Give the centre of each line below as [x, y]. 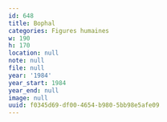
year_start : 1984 [37, 83]
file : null [26, 68]
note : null [26, 61]
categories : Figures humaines [59, 31]
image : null [28, 98]
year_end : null [34, 90]
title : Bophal [32, 23]
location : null [34, 53]
